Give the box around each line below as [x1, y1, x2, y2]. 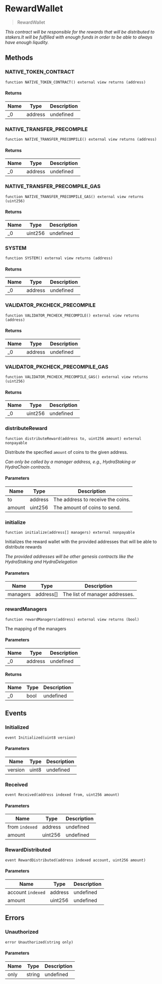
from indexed [7, 824, 38, 830]
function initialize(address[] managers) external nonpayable [5, 530, 135, 535]
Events [5, 709, 27, 717]
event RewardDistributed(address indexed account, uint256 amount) [5, 858, 146, 863]
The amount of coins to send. [53, 504, 121, 511]
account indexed [7, 889, 46, 896]
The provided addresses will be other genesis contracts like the [5, 553, 134, 559]
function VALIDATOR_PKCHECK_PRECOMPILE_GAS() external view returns [5, 375, 148, 380]
